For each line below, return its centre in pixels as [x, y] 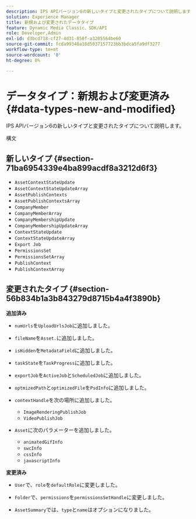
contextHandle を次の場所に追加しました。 [65, 400]
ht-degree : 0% [23, 60]
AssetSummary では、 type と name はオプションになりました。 [84, 510]
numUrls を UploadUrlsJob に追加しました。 [64, 326]
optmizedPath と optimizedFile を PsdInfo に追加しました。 [82, 388]
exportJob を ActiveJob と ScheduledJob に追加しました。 [79, 375]
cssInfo [32, 455]
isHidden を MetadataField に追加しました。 [65, 351]
